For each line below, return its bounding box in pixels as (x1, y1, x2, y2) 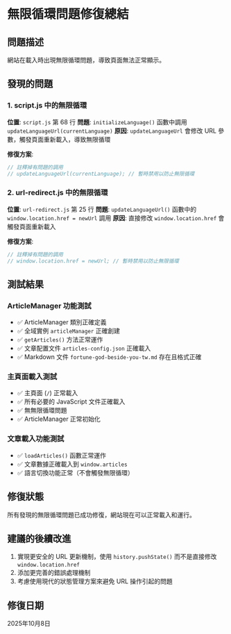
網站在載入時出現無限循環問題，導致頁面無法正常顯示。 (7, 56, 165, 64)
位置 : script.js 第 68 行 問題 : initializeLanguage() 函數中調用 (7, 117, 187, 126)
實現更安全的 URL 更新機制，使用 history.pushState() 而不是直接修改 (17, 553, 217, 561)
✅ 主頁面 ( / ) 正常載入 (17, 389, 78, 397)
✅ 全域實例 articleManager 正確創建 (17, 327, 120, 335)
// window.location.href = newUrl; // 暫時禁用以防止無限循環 (7, 258, 179, 265)
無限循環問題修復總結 (7, 6, 130, 22)
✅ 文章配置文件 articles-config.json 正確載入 (17, 344, 151, 353)
